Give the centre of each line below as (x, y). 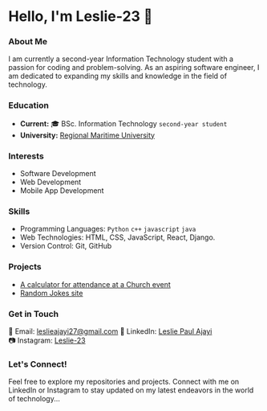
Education (29, 105)
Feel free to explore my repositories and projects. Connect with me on (124, 382)
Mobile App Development (62, 191)
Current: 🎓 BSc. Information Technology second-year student (123, 123)
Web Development (51, 182)
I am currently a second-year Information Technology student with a (121, 59)
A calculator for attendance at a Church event (95, 284)
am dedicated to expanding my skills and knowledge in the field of (117, 76)
